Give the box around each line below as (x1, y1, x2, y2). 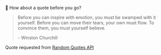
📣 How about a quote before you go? (5, 5, 82, 10)
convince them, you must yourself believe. (17, 25, 106, 31)
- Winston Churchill (17, 35, 58, 40)
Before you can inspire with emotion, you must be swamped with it (17, 14, 156, 20)
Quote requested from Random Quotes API (5, 44, 94, 50)
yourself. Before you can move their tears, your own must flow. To (17, 20, 154, 25)
